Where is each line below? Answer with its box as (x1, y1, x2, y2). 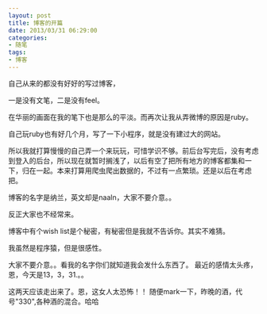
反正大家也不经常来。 (8, 209, 78, 219)
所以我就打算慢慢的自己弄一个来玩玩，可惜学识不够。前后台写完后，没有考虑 (8, 146, 259, 155)
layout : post (8, 11, 52, 20)
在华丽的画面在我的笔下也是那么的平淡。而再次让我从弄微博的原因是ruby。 (8, 112, 253, 121)
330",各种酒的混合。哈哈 (18, 297, 99, 306)
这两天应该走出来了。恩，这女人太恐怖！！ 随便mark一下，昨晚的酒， (8, 286, 236, 296)
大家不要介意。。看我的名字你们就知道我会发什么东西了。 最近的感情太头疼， (8, 259, 257, 270)
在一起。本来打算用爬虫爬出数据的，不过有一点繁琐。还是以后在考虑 (29, 166, 252, 175)
